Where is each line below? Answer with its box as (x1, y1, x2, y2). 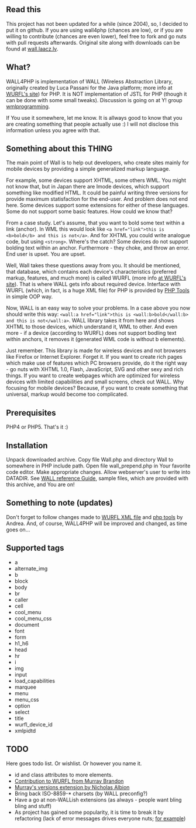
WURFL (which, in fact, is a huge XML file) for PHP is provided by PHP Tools (6, 287, 190, 294)
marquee (14, 684, 37, 691)
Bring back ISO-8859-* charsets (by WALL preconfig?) (14, 790, 148, 797)
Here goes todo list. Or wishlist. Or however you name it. (6, 760, 142, 767)
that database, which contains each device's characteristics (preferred (6, 268, 177, 275)
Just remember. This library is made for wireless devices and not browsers (6, 347, 186, 354)
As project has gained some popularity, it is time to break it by (14, 809, 164, 816)
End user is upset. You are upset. (6, 251, 86, 258)
